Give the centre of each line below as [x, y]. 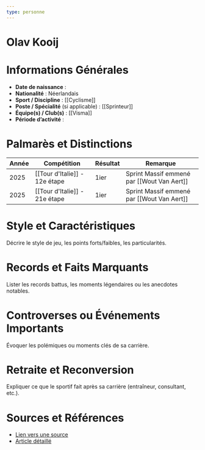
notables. [18, 291]
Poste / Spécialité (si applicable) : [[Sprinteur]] [74, 106]
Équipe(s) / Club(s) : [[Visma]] [54, 113]
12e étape [50, 181]
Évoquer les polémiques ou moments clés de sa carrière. [78, 345]
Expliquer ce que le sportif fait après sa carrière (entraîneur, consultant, [96, 387]
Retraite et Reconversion [70, 370]
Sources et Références [65, 418]
